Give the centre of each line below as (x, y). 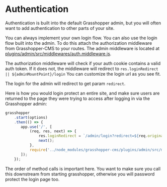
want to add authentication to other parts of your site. (60, 28)
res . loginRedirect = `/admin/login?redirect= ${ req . (93, 136)
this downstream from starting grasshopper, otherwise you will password (80, 174)
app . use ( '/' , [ (36, 127)
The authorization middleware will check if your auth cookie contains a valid (83, 63)
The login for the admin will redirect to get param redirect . (65, 84)
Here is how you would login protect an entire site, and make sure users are (83, 93)
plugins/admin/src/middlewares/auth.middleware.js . (58, 54)
